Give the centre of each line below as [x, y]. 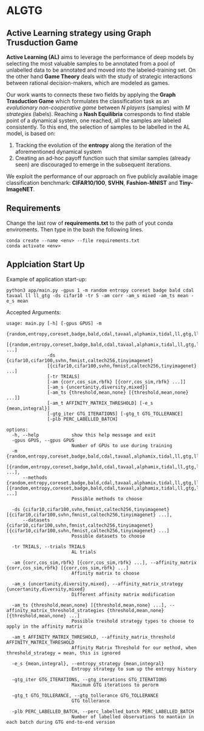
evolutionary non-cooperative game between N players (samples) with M [98, 108]
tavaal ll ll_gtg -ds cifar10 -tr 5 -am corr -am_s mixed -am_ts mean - [100, 295]
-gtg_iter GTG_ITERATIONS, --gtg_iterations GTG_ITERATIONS [89, 679]
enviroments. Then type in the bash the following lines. [75, 229]
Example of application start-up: [46, 279]
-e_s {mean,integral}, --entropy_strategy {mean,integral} [88, 664]
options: [17, 430]
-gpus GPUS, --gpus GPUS [43, 440]
